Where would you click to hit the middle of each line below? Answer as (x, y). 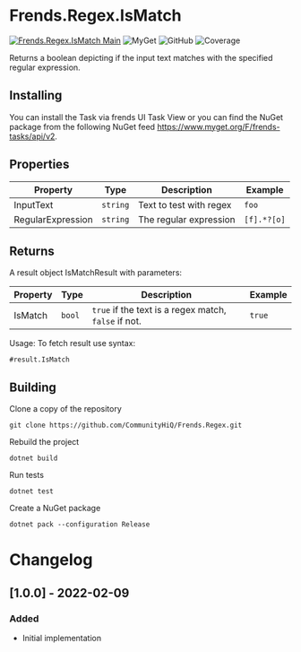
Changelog (51, 560)
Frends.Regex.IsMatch (95, 16)
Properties (39, 165)
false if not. (116, 321)
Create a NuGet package (55, 509)
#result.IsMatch (39, 360)
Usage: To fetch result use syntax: (73, 343)
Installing (36, 96)
